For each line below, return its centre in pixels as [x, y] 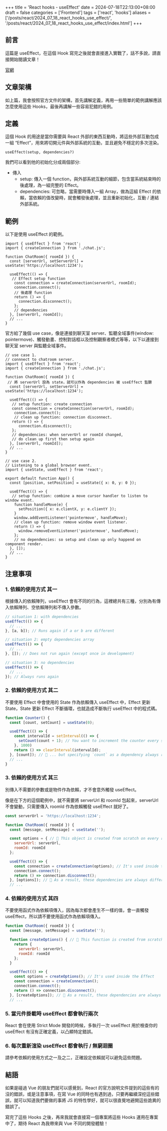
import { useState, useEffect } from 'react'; [54, 470]
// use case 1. [21, 355]
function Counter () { [28, 718]
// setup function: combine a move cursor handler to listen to [80, 496]
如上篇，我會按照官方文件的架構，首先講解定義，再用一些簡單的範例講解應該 [83, 100]
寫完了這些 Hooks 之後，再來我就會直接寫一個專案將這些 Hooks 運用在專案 [82, 1117]
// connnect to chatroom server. [40, 360]
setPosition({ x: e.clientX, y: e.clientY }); [67, 509]
